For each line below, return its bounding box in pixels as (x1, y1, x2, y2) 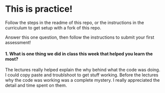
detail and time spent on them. (5, 82, 67, 89)
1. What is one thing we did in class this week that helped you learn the (5, 50, 153, 57)
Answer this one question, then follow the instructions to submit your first (5, 34, 155, 40)
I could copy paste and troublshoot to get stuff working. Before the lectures (5, 72, 159, 78)
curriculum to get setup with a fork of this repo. (5, 24, 101, 30)
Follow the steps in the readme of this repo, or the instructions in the (5, 20, 144, 25)
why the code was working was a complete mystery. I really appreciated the (5, 77, 160, 83)
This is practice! (5, 3, 73, 15)
